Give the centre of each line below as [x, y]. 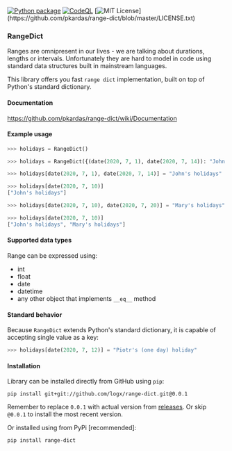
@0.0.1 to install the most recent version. [65, 414]
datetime [30, 291]
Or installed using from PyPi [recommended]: [72, 428]
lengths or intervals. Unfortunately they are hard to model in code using [109, 58]
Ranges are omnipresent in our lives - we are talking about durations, [106, 51]
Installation [24, 366]
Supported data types [40, 240]
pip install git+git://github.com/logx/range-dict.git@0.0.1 [98, 394]
